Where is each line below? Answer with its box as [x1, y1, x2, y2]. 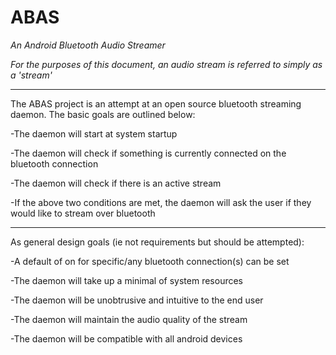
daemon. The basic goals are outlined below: [10, 108, 196, 120]
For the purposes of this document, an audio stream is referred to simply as [10, 58, 323, 70]
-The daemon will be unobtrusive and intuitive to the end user [10, 294, 264, 306]
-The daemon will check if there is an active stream [10, 177, 222, 189]
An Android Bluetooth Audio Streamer [10, 39, 166, 51]
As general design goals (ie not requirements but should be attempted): [10, 236, 305, 248]
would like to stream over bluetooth [10, 207, 156, 219]
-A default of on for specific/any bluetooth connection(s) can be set [10, 255, 290, 267]
